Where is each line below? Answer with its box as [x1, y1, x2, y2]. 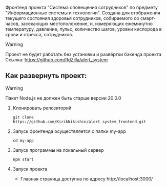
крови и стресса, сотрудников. [5, 32, 73, 37]
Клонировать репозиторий [12, 105, 72, 111]
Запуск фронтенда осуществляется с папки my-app [12, 128, 127, 134]
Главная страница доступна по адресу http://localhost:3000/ [20, 176, 153, 182]
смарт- [140, 15, 156, 21]
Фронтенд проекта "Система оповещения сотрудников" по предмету [5, 5, 158, 10]
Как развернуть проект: [5, 72, 87, 80]
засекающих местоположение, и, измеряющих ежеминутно [20, 20, 153, 27]
